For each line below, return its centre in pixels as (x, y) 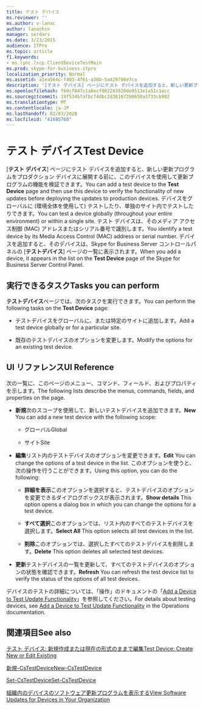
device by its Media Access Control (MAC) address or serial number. (92, 236)
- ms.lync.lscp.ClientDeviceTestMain (54, 63)
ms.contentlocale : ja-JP (38, 108)
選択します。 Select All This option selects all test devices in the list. (109, 531)
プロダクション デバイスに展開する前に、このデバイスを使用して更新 (102, 177)
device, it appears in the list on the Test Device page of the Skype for (93, 258)
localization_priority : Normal (46, 74)
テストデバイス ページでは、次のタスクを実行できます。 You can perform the (101, 301)
